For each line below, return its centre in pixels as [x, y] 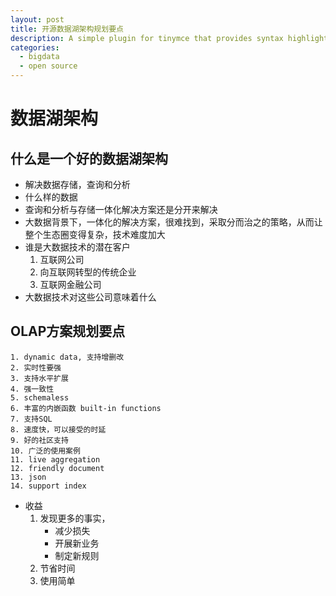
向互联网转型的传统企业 [88, 272]
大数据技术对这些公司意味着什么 [90, 297]
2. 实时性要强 [36, 367]
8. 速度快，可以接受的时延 [58, 429]
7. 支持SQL [31, 419]
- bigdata [39, 57]
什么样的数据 [51, 197]
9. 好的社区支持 [39, 440]
